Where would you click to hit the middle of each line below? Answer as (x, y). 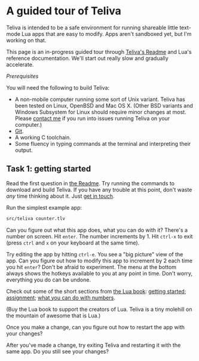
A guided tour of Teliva (64, 11)
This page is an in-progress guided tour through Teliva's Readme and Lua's (99, 51)
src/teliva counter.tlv (36, 218)
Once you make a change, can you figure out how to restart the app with (96, 327)
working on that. (26, 40)
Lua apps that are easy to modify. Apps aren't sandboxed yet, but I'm (107, 33)
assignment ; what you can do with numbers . (61, 298)
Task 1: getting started (49, 169)
